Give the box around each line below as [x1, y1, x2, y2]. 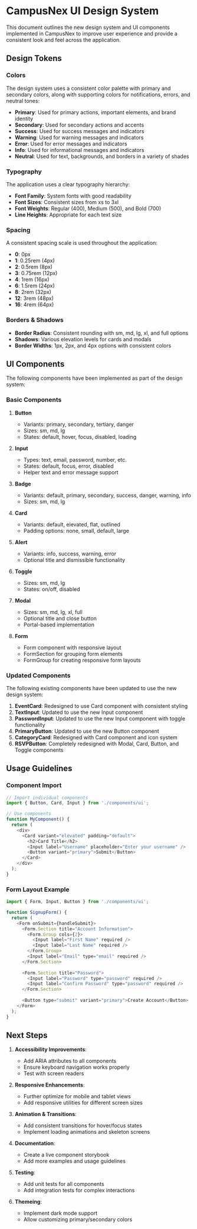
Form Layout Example [6, 885, 70, 894]
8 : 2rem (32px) [14, 289, 52, 296]
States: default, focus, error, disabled [23, 463, 114, 470]
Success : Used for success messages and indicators [14, 127, 145, 134]
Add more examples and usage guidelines [23, 1157, 126, 1165]
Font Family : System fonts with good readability [14, 192, 132, 199]
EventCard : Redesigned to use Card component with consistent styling [14, 702, 188, 709]
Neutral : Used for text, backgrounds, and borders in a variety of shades [14, 153, 189, 160]
